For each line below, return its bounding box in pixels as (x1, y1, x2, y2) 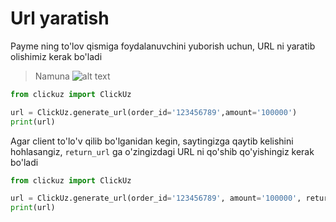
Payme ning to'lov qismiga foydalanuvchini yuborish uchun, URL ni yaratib (10, 40, 316, 52)
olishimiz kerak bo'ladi (10, 50, 103, 62)
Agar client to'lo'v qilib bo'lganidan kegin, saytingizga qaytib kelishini (10, 135, 294, 147)
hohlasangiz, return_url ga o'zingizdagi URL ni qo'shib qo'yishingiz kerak (10, 145, 315, 157)
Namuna (34, 70, 70, 82)
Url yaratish (10, 7, 110, 30)
